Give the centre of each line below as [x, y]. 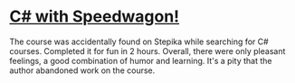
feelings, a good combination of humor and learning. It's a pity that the [141, 60]
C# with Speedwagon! [95, 17]
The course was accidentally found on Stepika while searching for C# [139, 41]
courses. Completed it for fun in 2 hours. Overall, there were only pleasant [147, 51]
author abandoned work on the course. [82, 70]
